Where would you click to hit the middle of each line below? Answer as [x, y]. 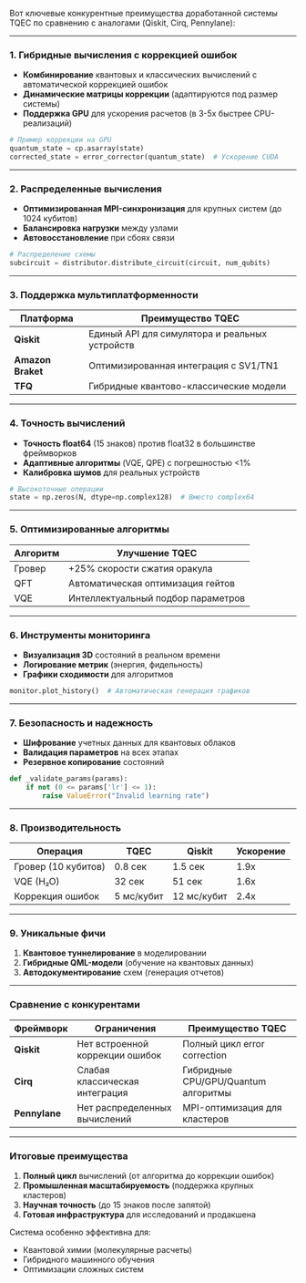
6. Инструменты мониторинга [80, 635]
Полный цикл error [224, 1043]
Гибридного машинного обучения [88, 1259]
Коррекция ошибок [57, 896]
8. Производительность [66, 827]
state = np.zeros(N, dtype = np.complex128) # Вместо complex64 [132, 497]
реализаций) [47, 123]
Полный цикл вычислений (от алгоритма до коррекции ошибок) [148, 1175]
